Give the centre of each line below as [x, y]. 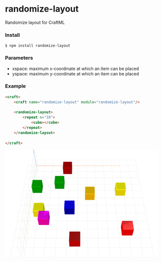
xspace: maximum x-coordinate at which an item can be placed [75, 69]
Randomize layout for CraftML [35, 22]
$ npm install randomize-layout [38, 46]
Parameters [19, 58]
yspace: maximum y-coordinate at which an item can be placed [75, 73]
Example [16, 86]
